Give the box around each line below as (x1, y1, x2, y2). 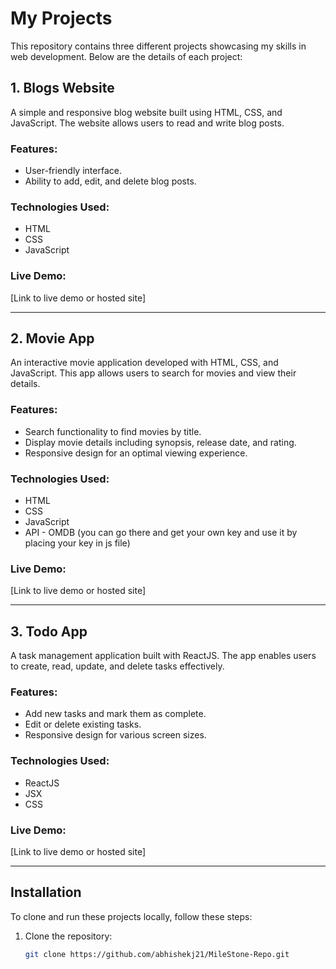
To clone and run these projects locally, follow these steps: (10, 910, 253, 922)
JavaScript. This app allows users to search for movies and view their (10, 367, 297, 379)
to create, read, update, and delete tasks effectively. (10, 660, 225, 672)
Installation (10, 884, 82, 901)
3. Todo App (10, 623, 88, 640)
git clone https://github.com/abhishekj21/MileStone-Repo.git (24, 949, 290, 959)
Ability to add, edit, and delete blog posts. (24, 175, 197, 187)
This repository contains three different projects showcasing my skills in (10, 40, 307, 52)
